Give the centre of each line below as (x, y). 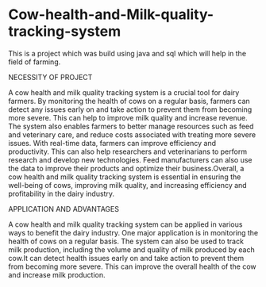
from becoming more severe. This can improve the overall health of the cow (132, 266)
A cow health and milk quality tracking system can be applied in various (125, 224)
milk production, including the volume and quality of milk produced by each (132, 249)
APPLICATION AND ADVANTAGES (64, 209)
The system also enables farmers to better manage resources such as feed (131, 126)
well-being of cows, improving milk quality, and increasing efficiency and (128, 185)
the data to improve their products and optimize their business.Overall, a (126, 168)
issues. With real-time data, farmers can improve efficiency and (112, 143)
